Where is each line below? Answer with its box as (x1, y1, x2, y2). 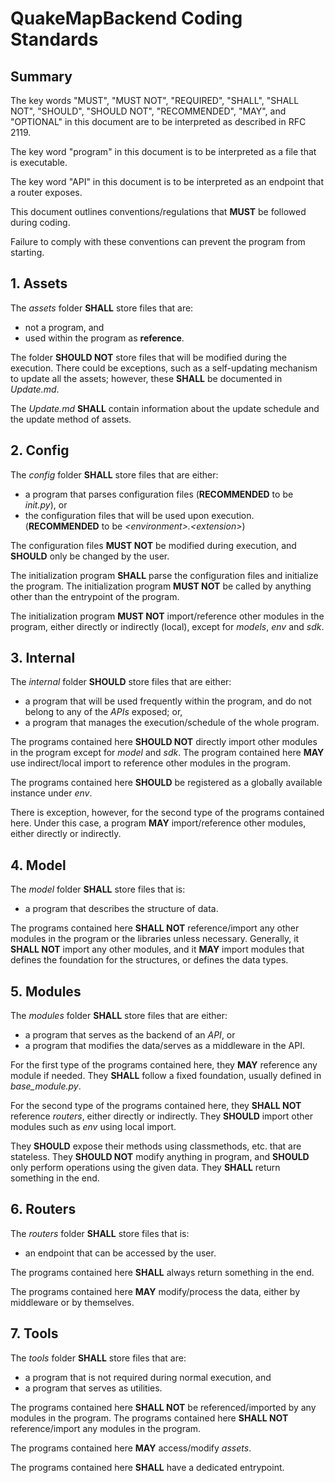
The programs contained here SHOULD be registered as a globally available (10, 777, 323, 789)
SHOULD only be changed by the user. (10, 550, 170, 562)
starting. (10, 247, 45, 258)
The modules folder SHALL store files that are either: (10, 1010, 228, 1022)
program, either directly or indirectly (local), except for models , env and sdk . (10, 620, 325, 632)
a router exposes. (10, 187, 83, 198)
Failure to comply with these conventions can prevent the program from (10, 236, 306, 247)
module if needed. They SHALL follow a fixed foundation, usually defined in (10, 1070, 322, 1082)
